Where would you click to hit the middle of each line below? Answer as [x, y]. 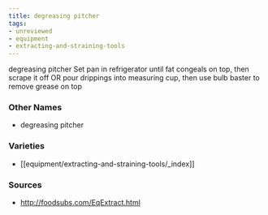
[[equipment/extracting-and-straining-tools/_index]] [107, 164]
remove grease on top [45, 87]
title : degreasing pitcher [54, 16]
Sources [25, 185]
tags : [17, 24]
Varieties [26, 146]
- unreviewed [30, 31]
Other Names [35, 108]
